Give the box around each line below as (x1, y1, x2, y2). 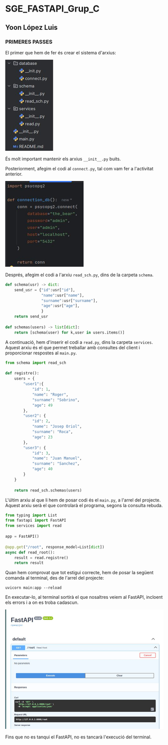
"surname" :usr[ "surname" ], (41, 298, 98, 303)
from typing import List (5, 513, 57, 518)
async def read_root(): (5, 550, 55, 555)
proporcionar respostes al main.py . (5, 350, 77, 356)
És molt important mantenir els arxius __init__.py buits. (5, 156, 121, 162)
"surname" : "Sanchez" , (32, 461, 80, 466)
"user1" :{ (23, 382, 44, 387)
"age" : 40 (32, 467, 53, 472)
